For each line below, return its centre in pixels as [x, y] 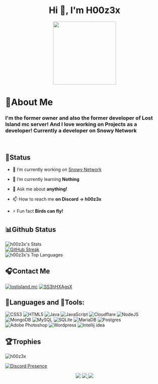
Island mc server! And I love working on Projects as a [71, 124]
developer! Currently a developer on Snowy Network [71, 131]
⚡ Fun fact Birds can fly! [38, 211]
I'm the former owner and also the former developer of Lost [79, 118]
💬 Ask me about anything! [40, 189]
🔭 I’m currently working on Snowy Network [57, 170]
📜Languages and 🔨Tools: [45, 302]
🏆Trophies [23, 341]
